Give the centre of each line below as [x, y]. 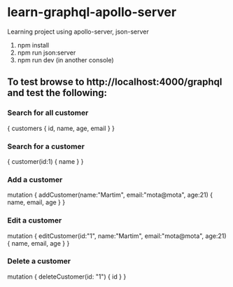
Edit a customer [35, 220]
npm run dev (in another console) [65, 59]
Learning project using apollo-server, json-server [78, 31]
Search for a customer [46, 146]
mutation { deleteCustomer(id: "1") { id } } [67, 276]
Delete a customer [39, 261]
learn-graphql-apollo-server [92, 12]
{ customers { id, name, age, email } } [61, 128]
